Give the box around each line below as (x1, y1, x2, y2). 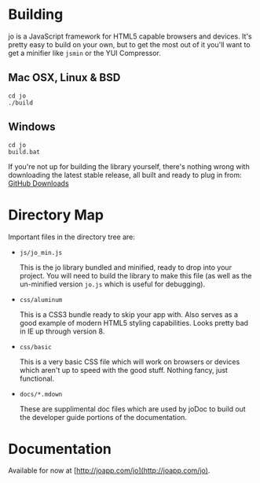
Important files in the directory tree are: (8, 232, 136, 241)
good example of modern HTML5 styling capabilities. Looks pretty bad (19, 318, 249, 327)
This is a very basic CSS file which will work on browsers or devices (19, 356, 240, 367)
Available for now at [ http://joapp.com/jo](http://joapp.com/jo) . (8, 466, 211, 475)
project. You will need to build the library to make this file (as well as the (19, 271, 252, 280)
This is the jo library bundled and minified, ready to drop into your (19, 262, 232, 272)
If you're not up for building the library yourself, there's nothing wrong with (8, 161, 250, 171)
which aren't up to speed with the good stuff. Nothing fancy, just (19, 365, 228, 374)
